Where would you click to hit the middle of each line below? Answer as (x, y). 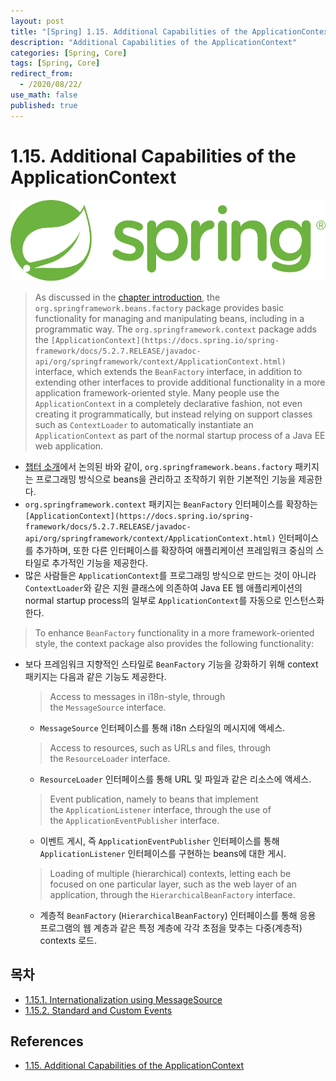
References (47, 1041)
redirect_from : (42, 74)
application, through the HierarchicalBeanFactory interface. (172, 894)
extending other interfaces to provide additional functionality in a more (180, 382)
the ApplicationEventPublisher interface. (134, 820)
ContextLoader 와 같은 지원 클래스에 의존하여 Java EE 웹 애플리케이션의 (163, 587)
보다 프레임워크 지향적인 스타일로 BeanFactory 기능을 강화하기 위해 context (171, 664)
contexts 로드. (68, 940)
